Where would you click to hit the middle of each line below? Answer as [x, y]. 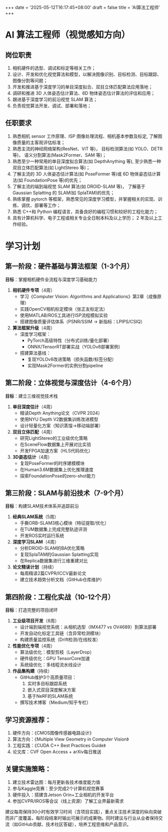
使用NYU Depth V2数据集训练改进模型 [59, 419]
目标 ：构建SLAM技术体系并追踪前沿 [42, 506]
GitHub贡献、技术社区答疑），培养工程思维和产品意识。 [75, 824]
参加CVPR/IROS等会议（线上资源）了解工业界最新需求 [68, 801]
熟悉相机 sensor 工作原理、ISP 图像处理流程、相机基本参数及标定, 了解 [85, 136]
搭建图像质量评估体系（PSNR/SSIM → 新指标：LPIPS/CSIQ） [82, 321]
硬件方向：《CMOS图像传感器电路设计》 [53, 733]
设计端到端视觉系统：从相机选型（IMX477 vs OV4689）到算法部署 [88, 627]
